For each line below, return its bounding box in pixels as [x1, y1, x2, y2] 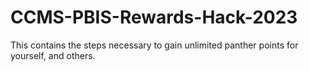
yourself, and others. [10, 49, 96, 61]
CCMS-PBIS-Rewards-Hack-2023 [10, 6, 298, 29]
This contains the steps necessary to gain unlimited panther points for [10, 39, 299, 51]
